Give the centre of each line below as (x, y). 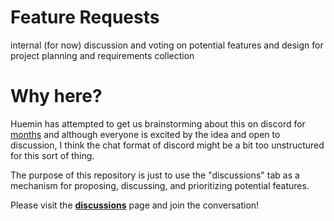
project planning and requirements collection (102, 55)
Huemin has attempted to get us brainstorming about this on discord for (158, 123)
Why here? (56, 96)
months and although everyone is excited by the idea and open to (145, 134)
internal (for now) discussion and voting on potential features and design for (167, 45)
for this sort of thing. (52, 155)
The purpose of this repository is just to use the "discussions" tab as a (155, 175)
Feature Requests (85, 17)
